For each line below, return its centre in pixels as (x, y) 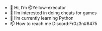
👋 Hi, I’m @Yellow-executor (38, 8)
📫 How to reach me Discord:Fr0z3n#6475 (53, 24)
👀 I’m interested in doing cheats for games (53, 13)
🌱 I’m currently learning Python (42, 18)
